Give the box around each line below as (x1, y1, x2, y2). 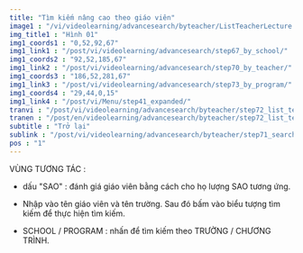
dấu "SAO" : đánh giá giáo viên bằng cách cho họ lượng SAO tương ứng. (22, 181, 291, 192)
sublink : (9, 131, 47, 140)
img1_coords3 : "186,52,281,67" (9, 72, 131, 81)
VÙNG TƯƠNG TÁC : (9, 163, 87, 174)
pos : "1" (9, 139, 47, 148)
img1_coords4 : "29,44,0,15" (9, 88, 119, 97)
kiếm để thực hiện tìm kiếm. (22, 208, 126, 219)
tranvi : (9, 105, 42, 114)
